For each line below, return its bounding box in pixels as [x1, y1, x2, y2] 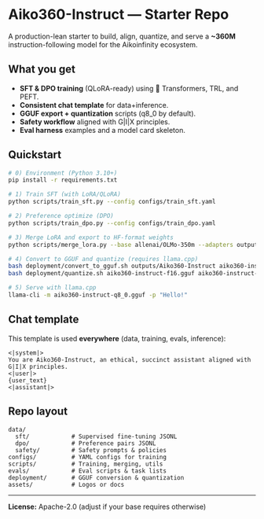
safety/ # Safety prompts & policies [15, 446, 167, 454]
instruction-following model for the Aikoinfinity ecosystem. [8, 39, 198, 49]
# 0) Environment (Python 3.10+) [8, 169, 118, 177]
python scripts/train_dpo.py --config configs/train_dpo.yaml [8, 219, 216, 227]
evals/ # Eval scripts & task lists [8, 466, 167, 475]
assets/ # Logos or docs [8, 480, 125, 488]
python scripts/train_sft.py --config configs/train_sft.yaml [8, 198, 216, 206]
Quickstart [8, 148, 62, 162]
